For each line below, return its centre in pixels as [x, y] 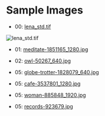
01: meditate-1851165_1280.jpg [51, 49]
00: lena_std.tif [33, 26]
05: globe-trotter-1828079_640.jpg [57, 72]
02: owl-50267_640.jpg [43, 61]
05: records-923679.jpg [44, 106]
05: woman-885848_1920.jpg [50, 95]
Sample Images [45, 10]
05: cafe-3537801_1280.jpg [47, 84]
